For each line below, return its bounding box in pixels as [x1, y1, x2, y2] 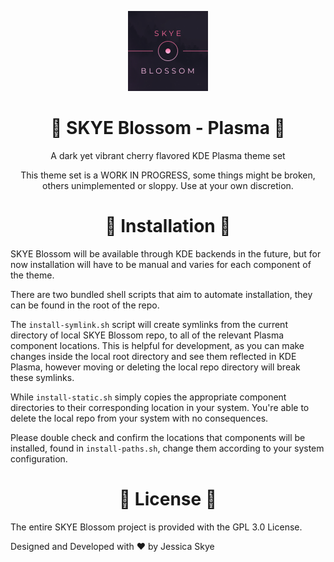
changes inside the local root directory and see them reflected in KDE [10, 350, 297, 362]
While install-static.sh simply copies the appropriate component [10, 391, 287, 403]
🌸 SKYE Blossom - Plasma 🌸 [50, 117, 286, 140]
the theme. [10, 269, 55, 281]
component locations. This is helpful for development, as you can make [10, 339, 305, 351]
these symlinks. [10, 371, 75, 383]
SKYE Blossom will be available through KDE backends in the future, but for [10, 247, 322, 260]
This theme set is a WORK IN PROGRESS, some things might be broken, [20, 169, 316, 181]
